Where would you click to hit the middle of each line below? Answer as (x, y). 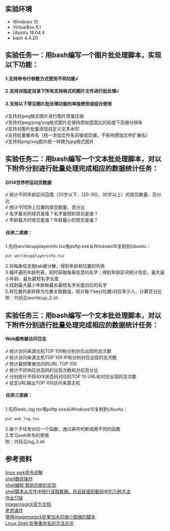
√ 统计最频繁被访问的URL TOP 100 (41, 364)
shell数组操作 (19, 479)
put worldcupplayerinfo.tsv (35, 256)
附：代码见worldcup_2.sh (32, 298)
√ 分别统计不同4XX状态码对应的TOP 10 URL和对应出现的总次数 (71, 376)
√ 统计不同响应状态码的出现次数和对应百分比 (52, 370)
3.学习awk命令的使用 (27, 435)
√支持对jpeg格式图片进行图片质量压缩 (45, 116)
